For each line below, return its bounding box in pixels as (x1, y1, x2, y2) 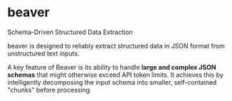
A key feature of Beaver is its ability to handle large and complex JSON (7, 63, 216, 71)
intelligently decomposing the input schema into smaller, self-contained (7, 78, 217, 86)
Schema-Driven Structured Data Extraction (7, 28, 133, 36)
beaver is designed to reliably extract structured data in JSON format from (7, 41, 226, 50)
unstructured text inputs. (7, 49, 80, 58)
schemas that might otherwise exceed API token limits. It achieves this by (7, 70, 224, 79)
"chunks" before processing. (7, 85, 92, 94)
